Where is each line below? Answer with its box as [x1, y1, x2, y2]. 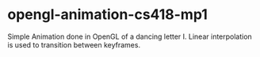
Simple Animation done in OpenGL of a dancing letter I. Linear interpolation [7, 32, 253, 41]
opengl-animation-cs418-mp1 [7, 6, 208, 24]
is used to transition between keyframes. [7, 40, 140, 49]
